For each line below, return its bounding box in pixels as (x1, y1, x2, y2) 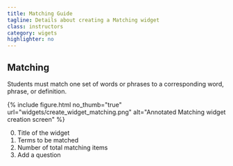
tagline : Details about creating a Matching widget (7, 17, 159, 24)
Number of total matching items (17, 143, 108, 151)
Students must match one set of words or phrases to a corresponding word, (7, 80, 224, 88)
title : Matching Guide (7, 10, 73, 17)
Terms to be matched (17, 136, 79, 144)
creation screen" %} (7, 115, 65, 123)
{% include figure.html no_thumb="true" (7, 100, 123, 109)
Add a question (17, 150, 61, 159)
